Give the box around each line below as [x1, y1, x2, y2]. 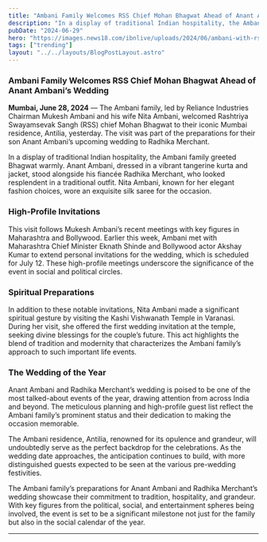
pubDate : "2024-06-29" [8, 26, 83, 34]
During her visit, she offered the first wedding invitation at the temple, [8, 321, 236, 331]
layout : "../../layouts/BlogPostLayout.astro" [8, 49, 165, 57]
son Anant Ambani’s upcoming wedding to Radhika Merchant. [8, 137, 211, 147]
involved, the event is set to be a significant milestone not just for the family [8, 509, 256, 519]
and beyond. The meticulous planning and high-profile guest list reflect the [8, 402, 253, 411]
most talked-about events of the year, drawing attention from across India [8, 394, 250, 403]
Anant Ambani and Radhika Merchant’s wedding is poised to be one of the [8, 385, 251, 395]
